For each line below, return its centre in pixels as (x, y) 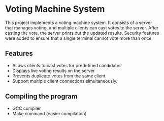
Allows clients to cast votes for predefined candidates (67, 65)
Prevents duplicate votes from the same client (59, 76)
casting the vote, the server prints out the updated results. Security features (82, 33)
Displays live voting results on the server (53, 71)
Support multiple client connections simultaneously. (65, 81)
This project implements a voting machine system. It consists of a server (79, 23)
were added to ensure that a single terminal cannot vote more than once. (79, 38)
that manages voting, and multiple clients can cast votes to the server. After (82, 27)
